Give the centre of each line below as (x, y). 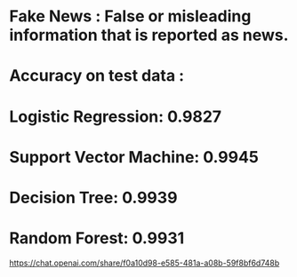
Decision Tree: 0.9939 (93, 198)
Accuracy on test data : (97, 76)
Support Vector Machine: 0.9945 (134, 157)
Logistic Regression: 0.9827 (116, 116)
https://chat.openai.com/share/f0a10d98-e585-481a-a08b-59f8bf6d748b (144, 263)
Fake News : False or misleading (130, 16)
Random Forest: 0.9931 (97, 238)
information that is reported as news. (149, 35)
